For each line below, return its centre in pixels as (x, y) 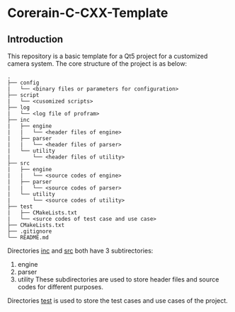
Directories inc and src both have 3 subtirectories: (80, 250)
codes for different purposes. (61, 287)
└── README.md (28, 238)
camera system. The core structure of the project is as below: (97, 64)
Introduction (35, 39)
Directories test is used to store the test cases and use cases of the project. (117, 301)
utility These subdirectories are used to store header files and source (118, 279)
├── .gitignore (30, 231)
